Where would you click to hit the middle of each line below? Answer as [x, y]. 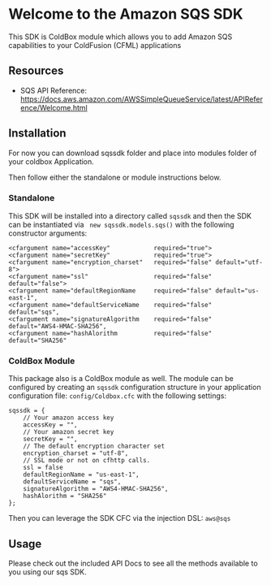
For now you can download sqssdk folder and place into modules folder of [133, 153]
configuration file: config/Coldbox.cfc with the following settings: [118, 396]
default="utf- [239, 262]
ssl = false [43, 468]
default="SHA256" [38, 340]
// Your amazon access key [69, 418]
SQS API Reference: [54, 90]
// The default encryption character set [94, 446]
